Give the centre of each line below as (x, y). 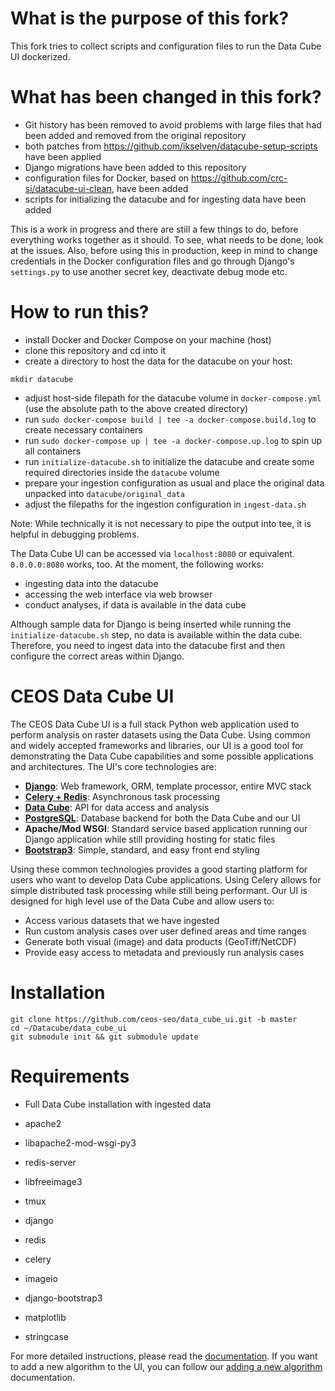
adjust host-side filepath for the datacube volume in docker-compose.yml (173, 398)
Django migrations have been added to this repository (135, 167)
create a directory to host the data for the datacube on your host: (158, 361)
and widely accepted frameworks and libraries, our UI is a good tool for (157, 745)
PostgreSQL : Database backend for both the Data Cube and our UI (162, 818)
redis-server (50, 1162)
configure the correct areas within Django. (97, 656)
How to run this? (80, 312)
